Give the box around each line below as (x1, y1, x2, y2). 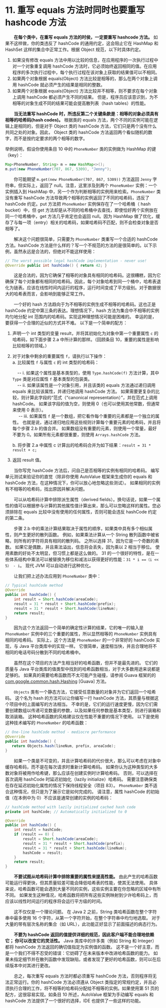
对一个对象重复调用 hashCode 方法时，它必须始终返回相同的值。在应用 (12, 63, 157, 69)
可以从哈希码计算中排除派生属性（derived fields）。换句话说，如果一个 (14, 497, 157, 503)
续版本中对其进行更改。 (5, 963, 53, 968)
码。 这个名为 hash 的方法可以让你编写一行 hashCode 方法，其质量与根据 (5, 695, 155, 701)
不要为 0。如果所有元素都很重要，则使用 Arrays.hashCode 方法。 (12, 432, 143, 438)
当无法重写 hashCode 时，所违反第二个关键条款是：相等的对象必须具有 (14, 111, 159, 117)
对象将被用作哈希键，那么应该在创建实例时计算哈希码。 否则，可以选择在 (9, 770, 158, 776)
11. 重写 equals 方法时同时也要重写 (5, 4, 145, 16)
